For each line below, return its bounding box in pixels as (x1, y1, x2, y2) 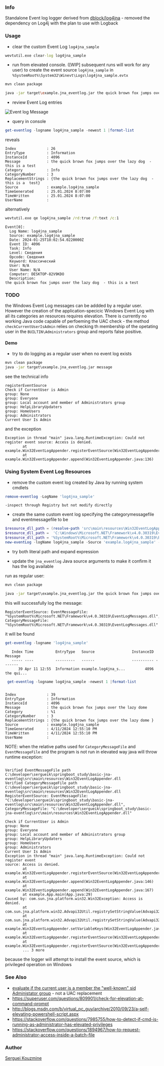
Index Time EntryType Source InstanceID (11, 649, 154, 654)
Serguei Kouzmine (5, 1055, 42, 1061)
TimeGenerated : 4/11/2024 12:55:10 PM (5, 727, 97, 732)
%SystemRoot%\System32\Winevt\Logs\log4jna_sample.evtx (12, 73, 128, 78)
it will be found (5, 631, 35, 637)
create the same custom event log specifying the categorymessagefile (12, 511, 155, 518)
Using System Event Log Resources (5, 468, 91, 475)
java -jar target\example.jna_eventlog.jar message (5, 365, 112, 370)
